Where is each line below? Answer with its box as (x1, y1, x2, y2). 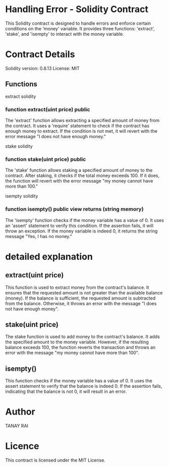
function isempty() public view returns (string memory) (5, 206, 144, 213)
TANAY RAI (5, 423, 29, 429)
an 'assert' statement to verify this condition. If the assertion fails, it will (5, 222, 154, 228)
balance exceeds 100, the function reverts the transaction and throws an (5, 344, 156, 351)
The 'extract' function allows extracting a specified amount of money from (5, 117, 160, 123)
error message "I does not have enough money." (5, 133, 106, 139)
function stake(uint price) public (5, 155, 86, 162)
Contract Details (5, 49, 75, 60)
